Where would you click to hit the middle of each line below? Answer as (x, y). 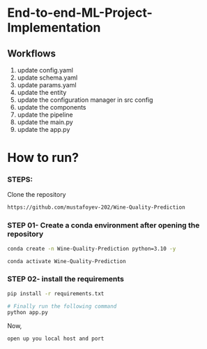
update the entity (42, 92)
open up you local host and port (56, 339)
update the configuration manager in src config (85, 100)
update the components (52, 107)
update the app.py (44, 129)
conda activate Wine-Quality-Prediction (67, 261)
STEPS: (20, 179)
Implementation (54, 28)
